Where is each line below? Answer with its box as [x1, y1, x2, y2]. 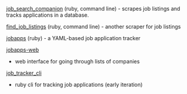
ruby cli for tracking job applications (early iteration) [14, 81, 143, 88]
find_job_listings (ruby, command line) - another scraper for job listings [6, 23, 181, 30]
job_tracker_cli [6, 69, 42, 77]
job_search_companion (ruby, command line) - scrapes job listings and [6, 5, 180, 12]
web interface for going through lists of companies [14, 58, 140, 65]
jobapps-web [6, 46, 39, 53]
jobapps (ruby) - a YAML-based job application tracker [6, 35, 141, 41]
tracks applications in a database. [6, 11, 89, 19]
